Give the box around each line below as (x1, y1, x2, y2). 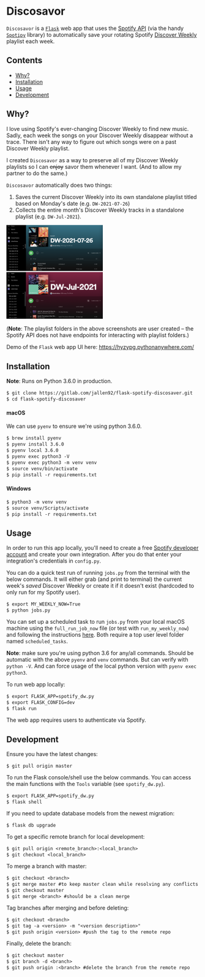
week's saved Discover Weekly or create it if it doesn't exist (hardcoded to (6, 582, 195, 590)
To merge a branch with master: (6, 863, 87, 870)
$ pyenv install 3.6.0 (6, 441, 64, 447)
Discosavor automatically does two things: (6, 181, 113, 189)
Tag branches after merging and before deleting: (6, 904, 129, 911)
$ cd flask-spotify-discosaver (6, 396, 86, 402)
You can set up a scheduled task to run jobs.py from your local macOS (6, 618, 185, 626)
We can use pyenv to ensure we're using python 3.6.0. (6, 422, 142, 430)
